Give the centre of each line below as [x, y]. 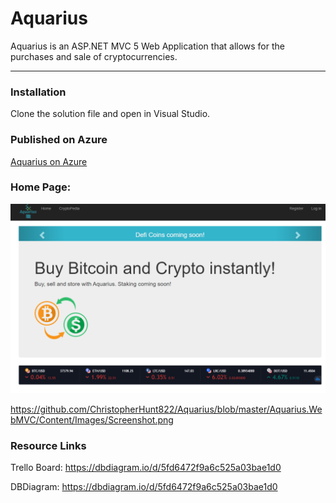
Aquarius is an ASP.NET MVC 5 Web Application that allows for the [147, 46]
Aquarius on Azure [49, 161]
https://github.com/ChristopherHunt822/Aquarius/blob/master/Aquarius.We [166, 409]
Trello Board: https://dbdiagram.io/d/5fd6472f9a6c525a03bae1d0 [146, 468]
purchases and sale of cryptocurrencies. [94, 56]
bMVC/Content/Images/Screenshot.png [92, 420]
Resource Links [48, 445]
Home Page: [41, 187]
